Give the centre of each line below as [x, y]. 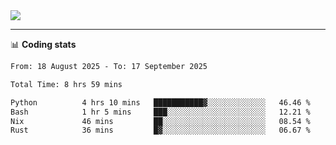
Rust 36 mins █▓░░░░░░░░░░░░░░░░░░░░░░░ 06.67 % [160, 130]
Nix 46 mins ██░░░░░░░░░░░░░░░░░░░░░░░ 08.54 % [160, 121]
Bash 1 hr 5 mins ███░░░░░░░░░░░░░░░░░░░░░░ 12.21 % [160, 112]
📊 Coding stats [43, 44]
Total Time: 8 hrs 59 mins [66, 84]
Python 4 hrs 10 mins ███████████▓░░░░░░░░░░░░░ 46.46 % [160, 102]
